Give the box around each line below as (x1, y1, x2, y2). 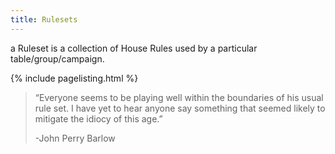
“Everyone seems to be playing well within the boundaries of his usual (34, 91, 324, 103)
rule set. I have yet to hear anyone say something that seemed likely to (34, 102, 326, 114)
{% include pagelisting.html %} (10, 72, 139, 84)
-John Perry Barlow (34, 132, 116, 144)
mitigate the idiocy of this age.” (34, 112, 163, 125)
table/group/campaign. (10, 52, 105, 65)
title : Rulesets (10, 14, 78, 25)
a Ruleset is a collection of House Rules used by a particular (10, 42, 258, 54)
